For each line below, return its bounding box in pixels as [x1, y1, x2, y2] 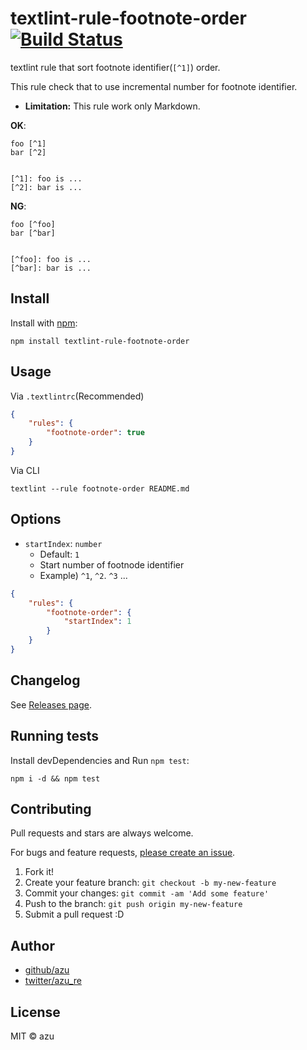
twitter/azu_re [24, 975, 82, 987]
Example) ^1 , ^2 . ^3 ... [39, 569, 128, 581]
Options [10, 511, 62, 528]
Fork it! [24, 866, 55, 878]
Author [10, 937, 55, 954]
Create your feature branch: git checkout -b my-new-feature [24, 877, 277, 889]
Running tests [10, 728, 100, 745]
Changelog [10, 672, 81, 689]
